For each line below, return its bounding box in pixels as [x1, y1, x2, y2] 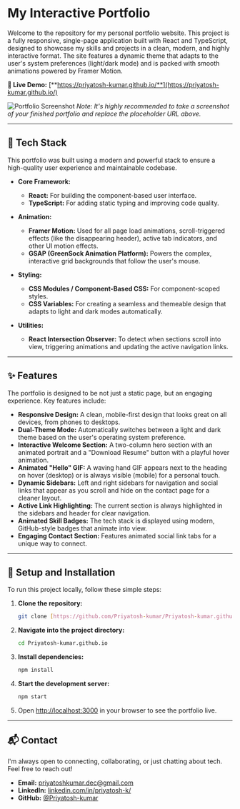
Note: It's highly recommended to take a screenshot [76, 101, 230, 110]
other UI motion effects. [28, 241, 99, 250]
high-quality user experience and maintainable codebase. [7, 163, 177, 172]
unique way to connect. [17, 539, 88, 548]
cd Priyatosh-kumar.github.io [17, 640, 109, 647]
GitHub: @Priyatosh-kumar [17, 793, 99, 802]
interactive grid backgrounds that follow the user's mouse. [28, 256, 201, 265]
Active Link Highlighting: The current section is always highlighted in [17, 501, 223, 510]
